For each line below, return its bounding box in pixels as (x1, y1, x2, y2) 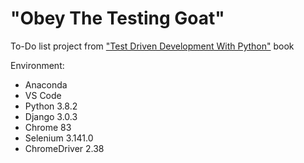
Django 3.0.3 (24, 110, 78, 122)
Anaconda (24, 78, 68, 91)
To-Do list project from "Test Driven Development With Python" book (10, 40, 295, 52)
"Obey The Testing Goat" (10, 7, 225, 30)
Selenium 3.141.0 (24, 132, 94, 144)
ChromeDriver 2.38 (24, 142, 105, 154)
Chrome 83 (24, 121, 72, 133)
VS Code (24, 89, 62, 101)
